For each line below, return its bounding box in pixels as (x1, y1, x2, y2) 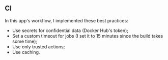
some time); (12, 38, 38, 44)
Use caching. (12, 49, 40, 55)
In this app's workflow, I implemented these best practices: (5, 17, 128, 23)
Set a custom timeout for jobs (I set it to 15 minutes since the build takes (12, 33, 163, 39)
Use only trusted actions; (12, 43, 65, 50)
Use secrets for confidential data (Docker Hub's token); (12, 27, 128, 34)
